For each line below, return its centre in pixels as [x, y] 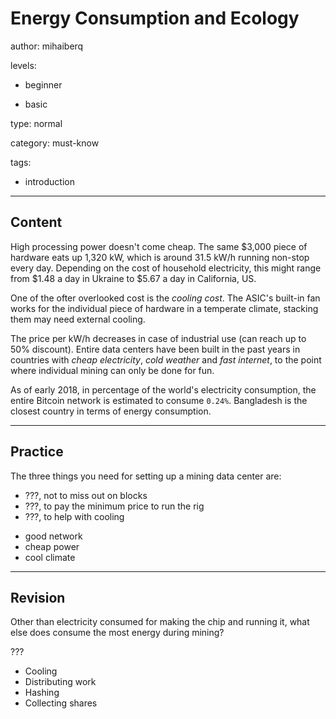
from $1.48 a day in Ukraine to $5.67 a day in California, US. [133, 278]
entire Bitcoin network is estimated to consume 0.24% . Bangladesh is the [159, 400]
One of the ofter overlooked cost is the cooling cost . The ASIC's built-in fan [165, 298]
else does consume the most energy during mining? [117, 633]
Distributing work [60, 682]
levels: [23, 65]
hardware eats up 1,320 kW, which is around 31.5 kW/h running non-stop [160, 257]
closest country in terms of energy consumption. [111, 411]
